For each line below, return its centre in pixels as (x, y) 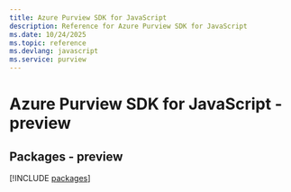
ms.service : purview (48, 59)
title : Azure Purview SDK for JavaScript (88, 18)
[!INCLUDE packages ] (50, 178)
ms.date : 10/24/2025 (48, 34)
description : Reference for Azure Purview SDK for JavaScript (128, 26)
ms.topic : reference (48, 43)
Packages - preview (66, 156)
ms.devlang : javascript (54, 51)
